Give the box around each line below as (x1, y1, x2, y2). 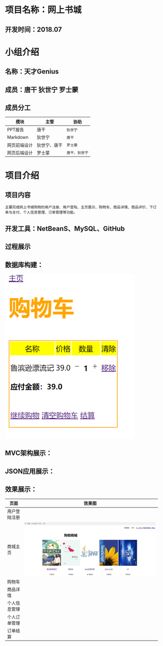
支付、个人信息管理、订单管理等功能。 (12, 210, 78, 215)
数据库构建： (5, 261, 44, 269)
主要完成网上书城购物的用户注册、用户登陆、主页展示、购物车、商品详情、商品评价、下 (5, 205, 153, 210)
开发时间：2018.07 (5, 25, 62, 34)
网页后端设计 (7, 149, 33, 156)
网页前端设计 (7, 142, 33, 148)
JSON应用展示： (5, 467, 55, 475)
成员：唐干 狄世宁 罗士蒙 (5, 86, 79, 94)
